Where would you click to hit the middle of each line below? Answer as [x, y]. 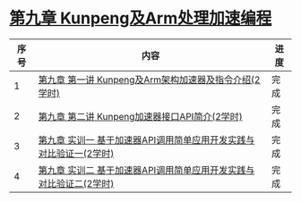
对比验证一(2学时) [76, 153]
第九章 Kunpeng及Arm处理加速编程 [141, 18]
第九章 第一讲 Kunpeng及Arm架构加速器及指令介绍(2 [149, 80]
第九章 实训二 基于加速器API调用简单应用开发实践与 [146, 170]
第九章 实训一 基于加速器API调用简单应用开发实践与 [146, 139]
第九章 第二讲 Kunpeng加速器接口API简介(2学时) [141, 116]
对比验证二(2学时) [76, 183]
